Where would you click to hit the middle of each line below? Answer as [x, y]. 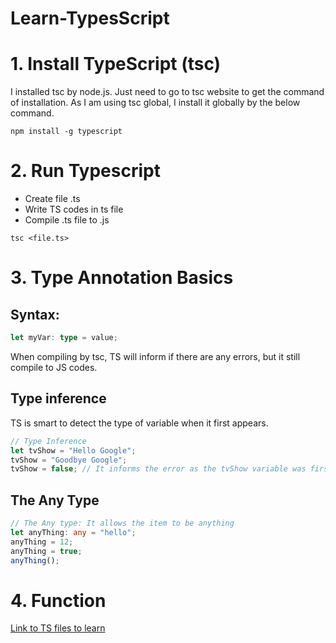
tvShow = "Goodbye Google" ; [69, 460]
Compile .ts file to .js [67, 220]
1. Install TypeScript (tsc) [116, 64]
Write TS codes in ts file [74, 209]
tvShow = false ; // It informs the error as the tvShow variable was [158, 469]
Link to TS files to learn [58, 628]
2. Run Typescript [85, 171]
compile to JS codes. [54, 367]
